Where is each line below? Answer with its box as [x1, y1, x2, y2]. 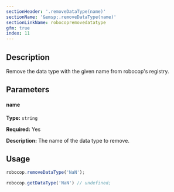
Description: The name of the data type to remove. [6, 137, 130, 144]
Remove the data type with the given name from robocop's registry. [6, 68, 169, 75]
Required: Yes [6, 126, 41, 133]
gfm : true [6, 25, 30, 31]
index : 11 [6, 31, 30, 36]
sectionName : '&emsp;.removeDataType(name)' [6, 14, 117, 20]
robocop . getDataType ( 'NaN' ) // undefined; [6, 180, 111, 186]
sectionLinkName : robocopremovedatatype [6, 19, 107, 25]
